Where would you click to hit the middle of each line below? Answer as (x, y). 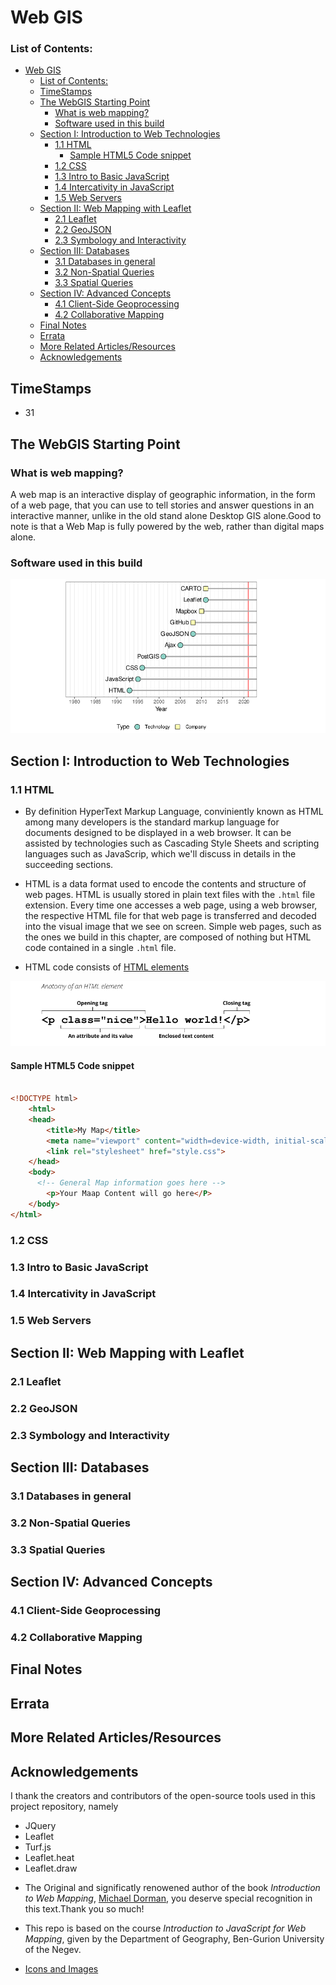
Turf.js (38, 1847)
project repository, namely (64, 1806)
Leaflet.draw (51, 1868)
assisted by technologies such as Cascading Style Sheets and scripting (172, 843)
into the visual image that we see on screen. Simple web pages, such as (173, 927)
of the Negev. (53, 1949)
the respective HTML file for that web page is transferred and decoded (170, 916)
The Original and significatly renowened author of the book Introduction (172, 1887)
